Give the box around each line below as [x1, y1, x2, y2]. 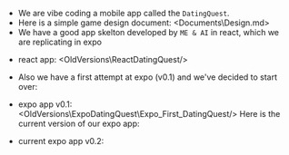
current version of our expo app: [17, 118, 140, 129]
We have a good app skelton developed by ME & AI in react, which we [17, 27, 280, 37]
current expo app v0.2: [17, 136, 105, 146]
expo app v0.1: [17, 99, 73, 110]
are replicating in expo [17, 36, 103, 47]
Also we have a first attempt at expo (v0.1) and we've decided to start [17, 72, 278, 82]
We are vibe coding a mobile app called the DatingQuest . [17, 8, 230, 18]
